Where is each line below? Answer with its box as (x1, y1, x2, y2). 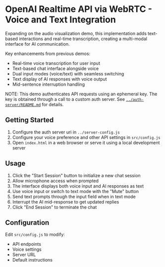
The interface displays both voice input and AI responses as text (12, 183, 144, 189)
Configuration (5, 218, 50, 227)
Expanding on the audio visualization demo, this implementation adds (5, 30, 147, 36)
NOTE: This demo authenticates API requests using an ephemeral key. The (5, 91, 158, 97)
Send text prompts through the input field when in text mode (12, 194, 136, 200)
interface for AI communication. (5, 41, 70, 47)
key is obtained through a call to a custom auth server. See (5, 96, 125, 102)
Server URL (12, 252, 36, 258)
